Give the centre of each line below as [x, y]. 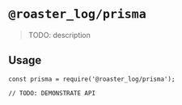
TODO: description [59, 35]
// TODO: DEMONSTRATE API [52, 93]
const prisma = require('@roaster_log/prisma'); [92, 79]
